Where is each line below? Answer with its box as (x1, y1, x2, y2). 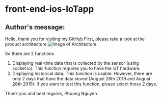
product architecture (5, 41, 47, 47)
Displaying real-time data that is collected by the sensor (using (12, 60, 139, 66)
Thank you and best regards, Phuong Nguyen (5, 91, 97, 96)
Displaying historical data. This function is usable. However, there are (12, 71, 152, 76)
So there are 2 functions (5, 50, 54, 56)
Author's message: (5, 23, 65, 31)
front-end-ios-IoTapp (5, 3, 94, 15)
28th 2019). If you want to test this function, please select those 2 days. (12, 81, 157, 87)
